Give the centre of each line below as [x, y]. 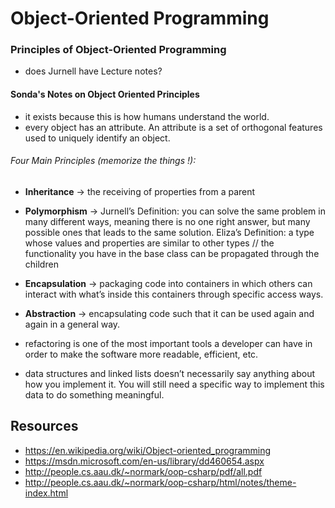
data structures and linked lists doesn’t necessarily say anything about [170, 373]
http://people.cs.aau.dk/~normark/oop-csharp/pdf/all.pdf [143, 471]
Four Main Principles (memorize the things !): [103, 161]
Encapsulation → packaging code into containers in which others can [168, 283]
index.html [46, 493]
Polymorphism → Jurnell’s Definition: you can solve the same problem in [175, 211]
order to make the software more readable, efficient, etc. [141, 354]
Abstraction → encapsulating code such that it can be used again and [169, 313]
